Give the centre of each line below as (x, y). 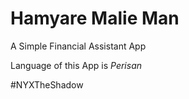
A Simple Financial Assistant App (78, 46)
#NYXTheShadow (47, 84)
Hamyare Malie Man (95, 18)
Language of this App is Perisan (76, 65)
